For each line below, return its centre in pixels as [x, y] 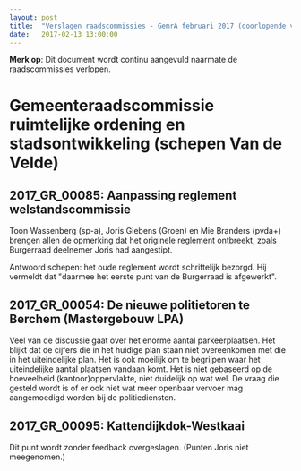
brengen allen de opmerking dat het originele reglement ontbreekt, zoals [143, 240]
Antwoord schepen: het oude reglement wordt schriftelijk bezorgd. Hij [138, 267]
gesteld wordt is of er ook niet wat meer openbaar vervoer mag [126, 388]
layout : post [34, 17]
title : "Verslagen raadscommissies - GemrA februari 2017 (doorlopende [148, 26]
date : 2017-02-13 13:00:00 [64, 34]
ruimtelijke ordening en [97, 124]
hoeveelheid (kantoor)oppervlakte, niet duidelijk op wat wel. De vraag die [144, 379]
